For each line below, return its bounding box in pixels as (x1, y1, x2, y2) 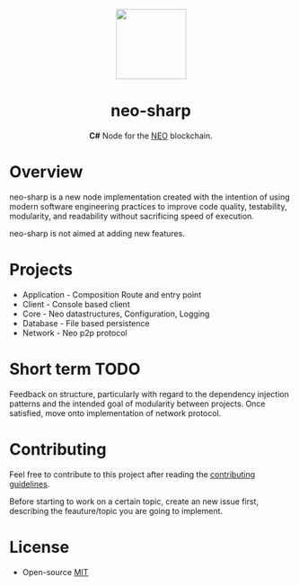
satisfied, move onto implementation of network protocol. (9, 407, 222, 418)
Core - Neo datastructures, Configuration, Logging (22, 308, 210, 319)
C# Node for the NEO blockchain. (89, 130, 213, 141)
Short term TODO (9, 360, 141, 379)
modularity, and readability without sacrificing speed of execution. (9, 210, 254, 221)
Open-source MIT (22, 566, 89, 577)
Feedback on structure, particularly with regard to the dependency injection (9, 388, 289, 399)
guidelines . (9, 478, 50, 489)
